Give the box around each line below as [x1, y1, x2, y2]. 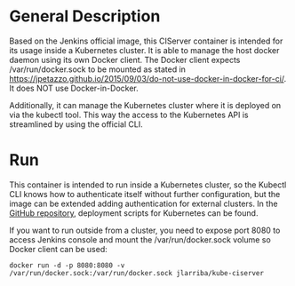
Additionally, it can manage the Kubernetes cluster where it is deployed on [9, 99, 282, 110]
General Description [9, 6, 161, 27]
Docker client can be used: [9, 243, 108, 254]
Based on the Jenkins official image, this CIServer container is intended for [9, 36, 283, 46]
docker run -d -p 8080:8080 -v [9, 260, 125, 270]
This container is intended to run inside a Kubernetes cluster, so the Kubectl [9, 179, 287, 190]
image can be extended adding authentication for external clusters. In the [9, 198, 278, 209]
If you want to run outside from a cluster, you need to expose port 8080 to [9, 225, 281, 235]
